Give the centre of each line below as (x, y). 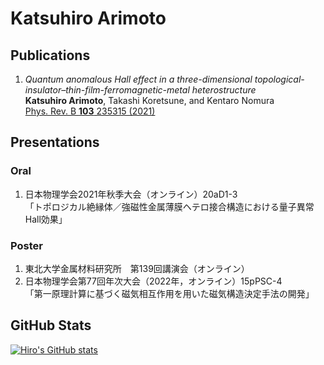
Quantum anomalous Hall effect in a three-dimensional (138, 79)
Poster (26, 245)
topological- (279, 79)
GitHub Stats (51, 325)
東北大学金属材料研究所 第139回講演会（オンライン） (137, 268)
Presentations (55, 142)
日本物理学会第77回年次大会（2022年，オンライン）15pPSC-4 (153, 281)
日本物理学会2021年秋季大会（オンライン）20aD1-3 (131, 194)
